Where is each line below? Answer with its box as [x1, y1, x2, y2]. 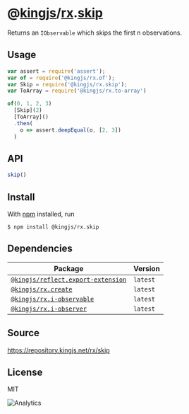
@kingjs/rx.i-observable [11, 295, 94, 303]
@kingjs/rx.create [11, 285, 73, 293]
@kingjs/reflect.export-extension [11, 275, 127, 284]
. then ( [13, 120, 33, 127]
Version [133, 263, 160, 273]
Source [7, 327, 40, 339]
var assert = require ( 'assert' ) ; [7, 67, 106, 75]
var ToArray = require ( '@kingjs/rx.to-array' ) [7, 87, 147, 95]
